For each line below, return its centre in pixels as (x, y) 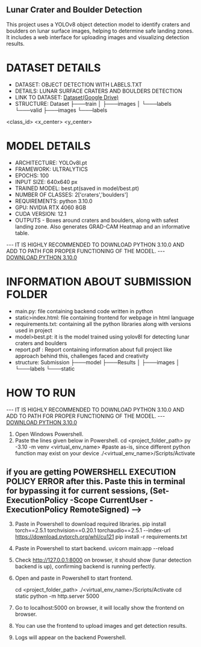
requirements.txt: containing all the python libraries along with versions (103, 323)
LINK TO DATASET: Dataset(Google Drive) (67, 97)
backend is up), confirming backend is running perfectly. (85, 566)
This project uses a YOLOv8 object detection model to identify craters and (98, 24)
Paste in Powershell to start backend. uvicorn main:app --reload (94, 548)
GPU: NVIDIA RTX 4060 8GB (51, 207)
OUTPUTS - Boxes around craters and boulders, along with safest (97, 220)
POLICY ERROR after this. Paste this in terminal (96, 481)
